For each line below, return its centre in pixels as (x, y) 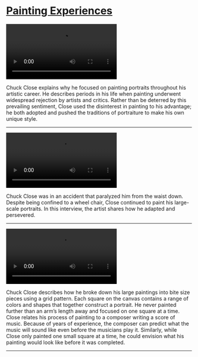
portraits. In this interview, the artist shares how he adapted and (98, 209)
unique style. (22, 118)
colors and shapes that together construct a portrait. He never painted (91, 305)
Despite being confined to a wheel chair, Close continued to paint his (90, 202)
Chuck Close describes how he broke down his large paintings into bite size (98, 292)
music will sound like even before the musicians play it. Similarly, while (92, 330)
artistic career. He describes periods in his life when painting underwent (93, 94)
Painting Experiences (60, 11)
